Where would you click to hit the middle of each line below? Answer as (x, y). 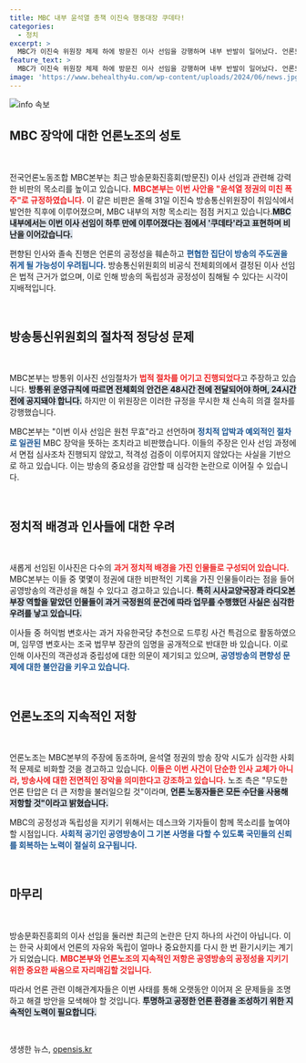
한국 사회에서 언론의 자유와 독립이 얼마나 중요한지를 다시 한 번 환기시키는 (148, 947)
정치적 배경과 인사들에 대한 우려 (92, 526)
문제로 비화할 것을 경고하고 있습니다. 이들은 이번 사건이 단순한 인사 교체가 (148, 769)
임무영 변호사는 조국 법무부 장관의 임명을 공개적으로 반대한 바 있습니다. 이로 (155, 645)
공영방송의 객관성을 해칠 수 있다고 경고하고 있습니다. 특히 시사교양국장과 (137, 591)
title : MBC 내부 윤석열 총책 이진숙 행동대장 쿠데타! (97, 18)
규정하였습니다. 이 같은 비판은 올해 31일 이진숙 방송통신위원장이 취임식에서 (162, 200)
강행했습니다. (33, 412)
